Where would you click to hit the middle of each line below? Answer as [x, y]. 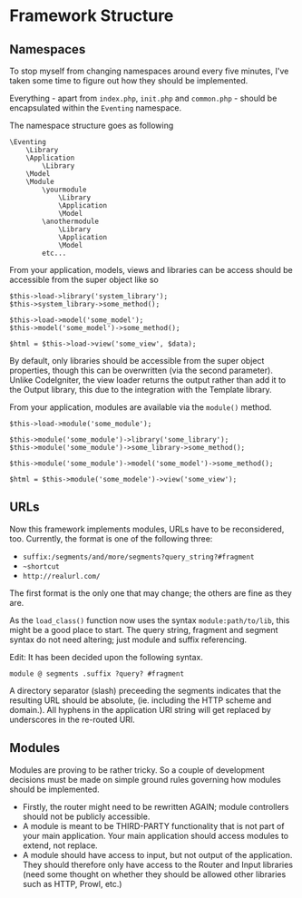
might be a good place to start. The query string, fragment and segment [144, 630]
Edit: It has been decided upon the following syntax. [107, 657]
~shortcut [41, 566]
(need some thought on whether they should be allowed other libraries [154, 874]
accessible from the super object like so [84, 279]
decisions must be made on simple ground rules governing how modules [145, 779]
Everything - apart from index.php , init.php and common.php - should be [143, 98]
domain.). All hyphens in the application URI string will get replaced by [141, 709]
